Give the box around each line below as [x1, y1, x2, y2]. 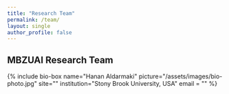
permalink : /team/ [7, 16, 60, 23]
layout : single [7, 22, 51, 29]
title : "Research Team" [7, 10, 76, 17]
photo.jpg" [7, 80, 38, 88]
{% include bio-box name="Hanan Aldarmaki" [7, 72, 138, 80]
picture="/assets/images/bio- [138, 72, 223, 80]
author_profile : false [7, 29, 72, 36]
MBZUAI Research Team [7, 54, 113, 65]
